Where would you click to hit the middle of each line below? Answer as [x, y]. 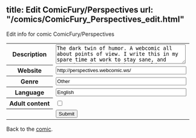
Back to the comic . [30, 129]
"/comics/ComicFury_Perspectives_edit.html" [95, 20]
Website [30, 71]
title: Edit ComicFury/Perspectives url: [80, 10]
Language [29, 93]
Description [30, 54]
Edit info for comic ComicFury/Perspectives [60, 34]
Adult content [30, 103]
